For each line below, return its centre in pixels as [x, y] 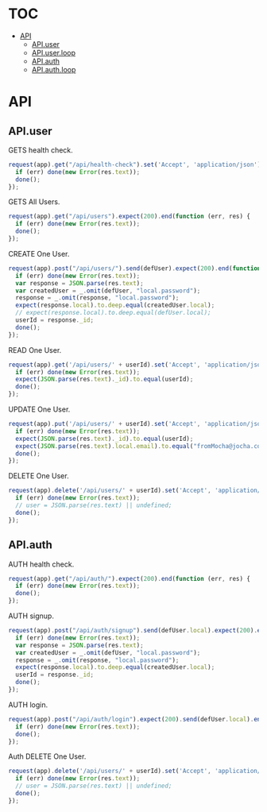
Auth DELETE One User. [47, 756]
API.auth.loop [54, 69]
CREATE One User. [39, 253]
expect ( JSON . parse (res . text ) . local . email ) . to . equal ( [104, 446]
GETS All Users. [34, 202]
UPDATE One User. [39, 409]
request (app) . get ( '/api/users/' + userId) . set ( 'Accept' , [104, 365]
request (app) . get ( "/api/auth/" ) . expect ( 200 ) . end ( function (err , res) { [129, 578]
